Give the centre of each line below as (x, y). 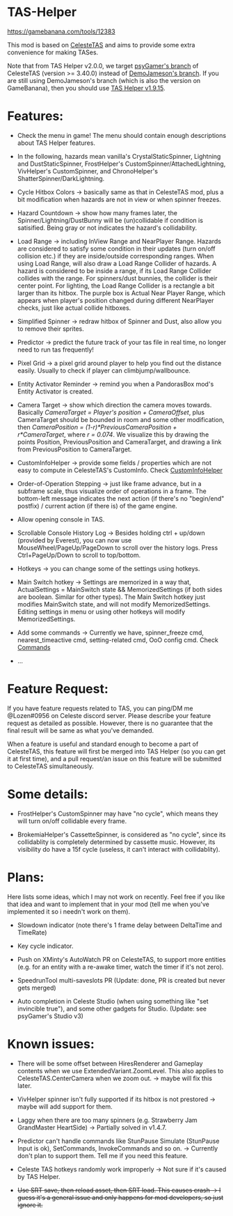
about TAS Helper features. (56, 143)
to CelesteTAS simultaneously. (50, 766)
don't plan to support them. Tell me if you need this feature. (102, 1155)
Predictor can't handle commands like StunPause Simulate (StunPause (118, 1141)
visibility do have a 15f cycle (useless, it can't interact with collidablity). (119, 849)
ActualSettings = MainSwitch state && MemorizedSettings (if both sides (120, 589)
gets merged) (37, 988)
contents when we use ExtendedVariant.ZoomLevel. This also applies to (120, 1070)
